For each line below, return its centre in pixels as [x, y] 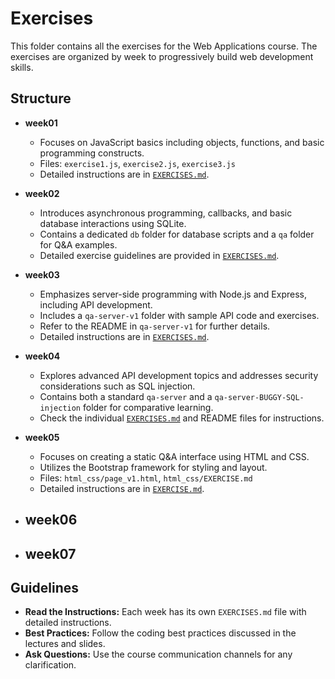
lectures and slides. [65, 644]
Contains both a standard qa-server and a [126, 396]
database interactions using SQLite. [113, 223]
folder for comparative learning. [148, 407]
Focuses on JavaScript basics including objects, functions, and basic [182, 142]
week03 [42, 274]
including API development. [96, 304]
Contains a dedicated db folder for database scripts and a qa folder [177, 234]
